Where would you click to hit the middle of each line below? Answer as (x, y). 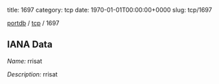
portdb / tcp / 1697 (33, 23)
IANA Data (30, 45)
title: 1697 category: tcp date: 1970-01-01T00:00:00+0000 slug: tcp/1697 (109, 10)
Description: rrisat (33, 74)
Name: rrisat (25, 61)
